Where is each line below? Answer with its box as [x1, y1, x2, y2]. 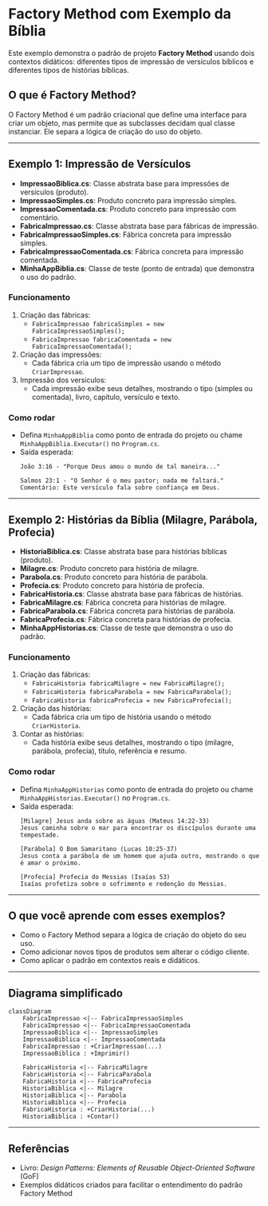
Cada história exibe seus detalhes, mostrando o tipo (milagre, [31, 737, 234, 748]
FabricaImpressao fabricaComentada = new [31, 335, 171, 344]
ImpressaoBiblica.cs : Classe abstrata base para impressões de [19, 178, 230, 188]
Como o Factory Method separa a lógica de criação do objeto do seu [19, 930, 247, 940]
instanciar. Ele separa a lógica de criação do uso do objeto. [8, 126, 203, 136]
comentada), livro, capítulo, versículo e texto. [31, 392, 181, 401]
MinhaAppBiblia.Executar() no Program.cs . [19, 439, 160, 449]
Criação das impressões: [19, 349, 102, 359]
